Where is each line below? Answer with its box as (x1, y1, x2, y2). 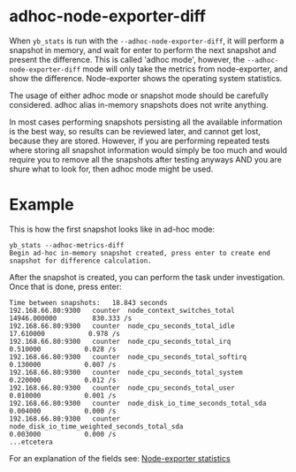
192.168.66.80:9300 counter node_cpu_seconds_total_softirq (9, 352, 247, 362)
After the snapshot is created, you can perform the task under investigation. (9, 271, 285, 282)
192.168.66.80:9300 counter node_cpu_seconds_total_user (9, 383, 236, 392)
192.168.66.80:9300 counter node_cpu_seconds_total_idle (9, 321, 236, 331)
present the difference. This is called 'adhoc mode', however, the (9, 54, 246, 65)
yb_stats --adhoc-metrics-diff (9, 240, 125, 249)
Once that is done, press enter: (9, 281, 122, 292)
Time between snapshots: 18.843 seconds (9, 298, 168, 307)
